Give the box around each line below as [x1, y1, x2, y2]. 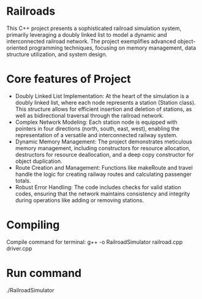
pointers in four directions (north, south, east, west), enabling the [15, 124, 179, 132]
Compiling [6, 218, 60, 232]
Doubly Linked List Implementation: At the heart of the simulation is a [15, 92, 189, 99]
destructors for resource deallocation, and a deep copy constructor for [15, 151, 194, 158]
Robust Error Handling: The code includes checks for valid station [15, 183, 182, 191]
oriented [6, 44, 28, 51]
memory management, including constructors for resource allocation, [15, 144, 191, 151]
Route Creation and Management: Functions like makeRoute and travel [15, 164, 193, 171]
